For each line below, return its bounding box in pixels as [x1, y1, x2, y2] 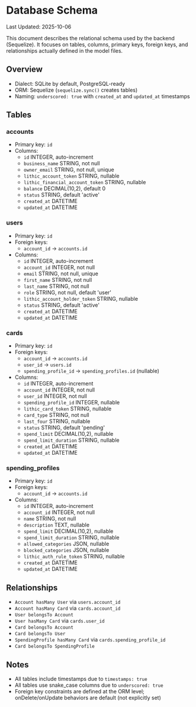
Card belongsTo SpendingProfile [14, 644, 95, 650]
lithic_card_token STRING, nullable [23, 405, 112, 412]
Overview [6, 65, 43, 75]
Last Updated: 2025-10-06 [6, 23, 72, 30]
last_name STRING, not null [23, 282, 90, 290]
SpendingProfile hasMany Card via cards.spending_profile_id [14, 636, 166, 643]
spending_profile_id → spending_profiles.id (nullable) [23, 368, 160, 375]
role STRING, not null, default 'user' [23, 288, 111, 296]
